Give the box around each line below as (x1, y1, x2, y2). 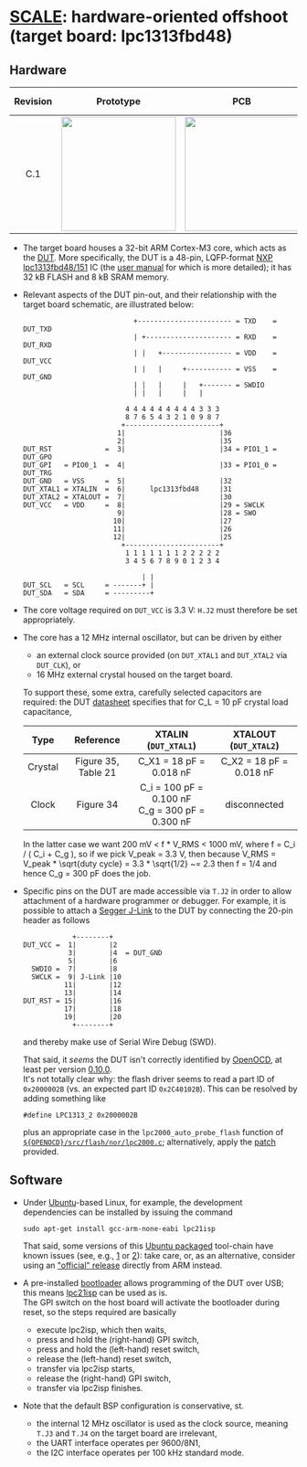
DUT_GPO (22, 452, 52, 462)
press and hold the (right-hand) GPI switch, (36, 1334, 199, 1345)
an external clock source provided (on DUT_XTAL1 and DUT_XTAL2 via (36, 650, 288, 660)
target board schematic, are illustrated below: (22, 299, 195, 310)
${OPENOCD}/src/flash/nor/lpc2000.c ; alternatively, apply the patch (22, 1136, 276, 1147)
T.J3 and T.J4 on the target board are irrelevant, (36, 1428, 217, 1439)
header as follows (22, 915, 90, 925)
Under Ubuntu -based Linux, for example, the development (22, 1196, 243, 1207)
